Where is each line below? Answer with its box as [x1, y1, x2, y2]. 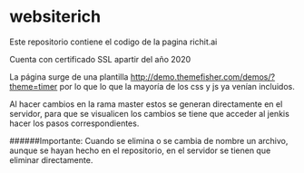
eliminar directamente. [9, 154, 93, 165]
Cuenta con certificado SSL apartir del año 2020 [9, 53, 191, 64]
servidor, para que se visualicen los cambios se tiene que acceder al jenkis [9, 108, 290, 119]
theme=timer [9, 81, 58, 91]
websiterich [9, 6, 102, 27]
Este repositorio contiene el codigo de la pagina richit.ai [9, 36, 218, 47]
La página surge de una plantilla [9, 71, 129, 82]
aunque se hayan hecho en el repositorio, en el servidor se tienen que [9, 145, 271, 156]
